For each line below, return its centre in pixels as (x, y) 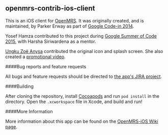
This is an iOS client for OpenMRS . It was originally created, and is (75, 20)
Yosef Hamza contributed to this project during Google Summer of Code (81, 36)
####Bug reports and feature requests (46, 66)
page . (11, 126)
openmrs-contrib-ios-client (50, 8)
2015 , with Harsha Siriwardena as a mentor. (51, 41)
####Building (20, 86)
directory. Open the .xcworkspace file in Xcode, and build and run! (74, 101)
